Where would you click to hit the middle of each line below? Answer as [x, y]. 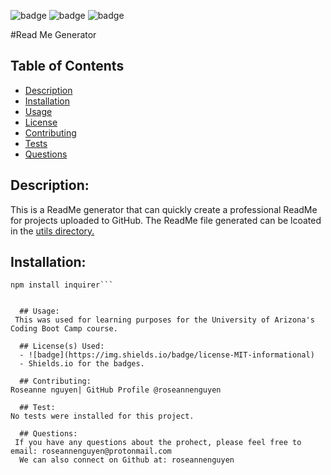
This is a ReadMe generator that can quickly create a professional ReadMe [164, 209]
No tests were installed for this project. [102, 416]
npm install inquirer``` [62, 285]
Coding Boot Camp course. [64, 329]
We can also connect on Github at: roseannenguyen [127, 460]
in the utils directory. [52, 231]
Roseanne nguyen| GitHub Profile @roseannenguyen [116, 390]
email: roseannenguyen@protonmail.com [91, 451]
